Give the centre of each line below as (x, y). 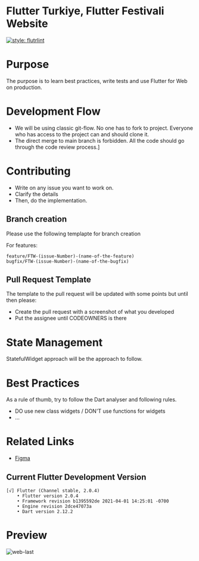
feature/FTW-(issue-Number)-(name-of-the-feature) (70, 256)
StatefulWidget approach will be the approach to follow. (74, 359)
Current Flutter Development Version (76, 477)
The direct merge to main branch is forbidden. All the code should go (99, 140)
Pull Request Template (49, 279)
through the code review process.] (57, 147)
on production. (24, 87)
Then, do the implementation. (51, 200)
